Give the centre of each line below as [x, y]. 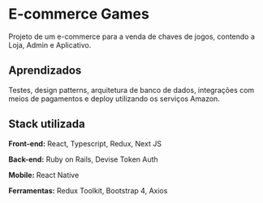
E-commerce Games [79, 14]
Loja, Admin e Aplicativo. [50, 44]
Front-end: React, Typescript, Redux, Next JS [85, 143]
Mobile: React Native [44, 175]
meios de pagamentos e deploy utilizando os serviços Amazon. [114, 99]
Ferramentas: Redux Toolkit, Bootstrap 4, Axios [88, 190]
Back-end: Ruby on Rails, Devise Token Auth [83, 159]
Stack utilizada [47, 124]
